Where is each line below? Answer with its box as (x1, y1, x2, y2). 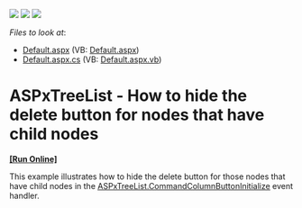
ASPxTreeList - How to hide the (9, 86, 248, 106)
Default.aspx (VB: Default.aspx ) (22, 45, 140, 55)
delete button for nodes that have (9, 104, 265, 125)
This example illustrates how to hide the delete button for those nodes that (9, 171, 286, 182)
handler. (9, 190, 40, 201)
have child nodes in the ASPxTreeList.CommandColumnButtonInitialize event (9, 180, 294, 191)
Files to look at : (9, 27, 67, 38)
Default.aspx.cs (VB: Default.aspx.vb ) (22, 54, 162, 65)
